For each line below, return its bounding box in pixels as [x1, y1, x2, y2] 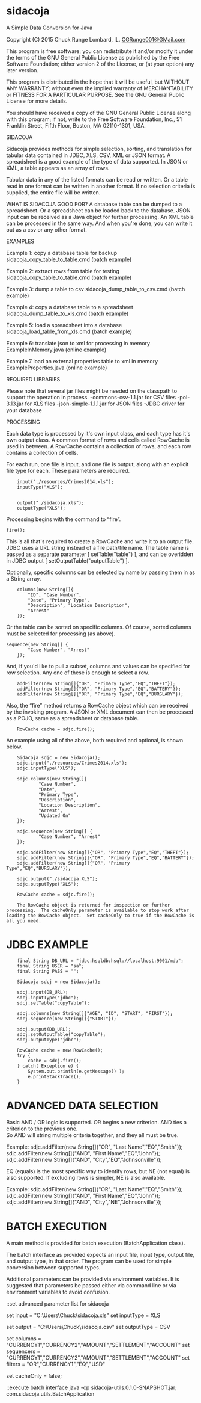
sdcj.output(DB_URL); [17, 1026, 71, 1032]
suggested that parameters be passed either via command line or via [6, 1281, 177, 1289]
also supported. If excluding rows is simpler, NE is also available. [6, 1174, 166, 1181]
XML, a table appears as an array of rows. [6, 164, 110, 171]
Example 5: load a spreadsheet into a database [6, 321, 122, 328]
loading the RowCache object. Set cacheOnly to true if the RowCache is [6, 913, 195, 919]
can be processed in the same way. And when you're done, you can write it [6, 220, 193, 227]
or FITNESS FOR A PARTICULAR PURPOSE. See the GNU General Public [6, 91, 185, 98]
